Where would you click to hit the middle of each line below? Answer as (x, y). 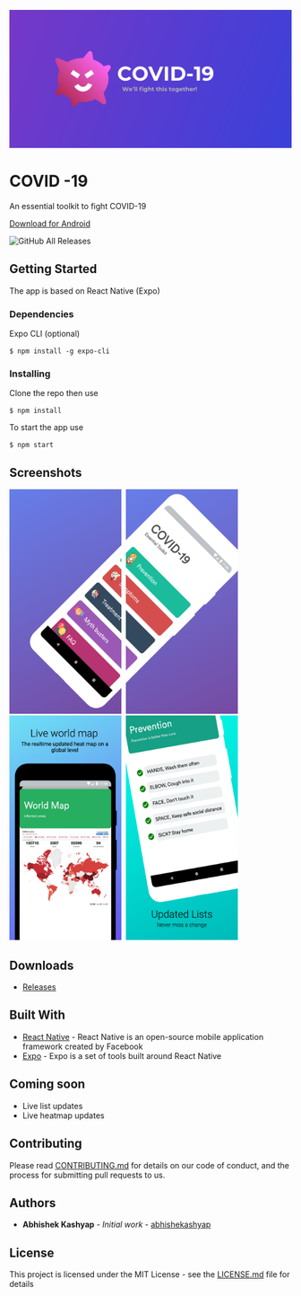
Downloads (42, 965)
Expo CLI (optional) (45, 334)
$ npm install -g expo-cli (60, 351)
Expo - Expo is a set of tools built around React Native (122, 1055)
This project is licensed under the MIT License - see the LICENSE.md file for (150, 1274)
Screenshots (46, 472)
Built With (37, 1015)
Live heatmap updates (63, 1115)
